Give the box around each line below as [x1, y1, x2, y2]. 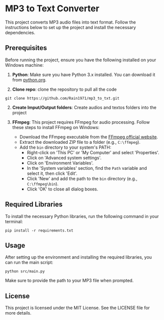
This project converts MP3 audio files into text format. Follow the [5, 19, 136, 25]
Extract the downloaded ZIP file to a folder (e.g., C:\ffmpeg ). [19, 139, 141, 145]
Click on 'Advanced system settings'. [27, 155, 102, 160]
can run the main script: [5, 260, 54, 266]
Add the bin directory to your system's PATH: [19, 144, 111, 150]
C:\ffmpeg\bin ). [27, 181, 59, 187]
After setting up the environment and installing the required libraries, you [5, 254, 152, 260]
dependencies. [5, 29, 35, 35]
